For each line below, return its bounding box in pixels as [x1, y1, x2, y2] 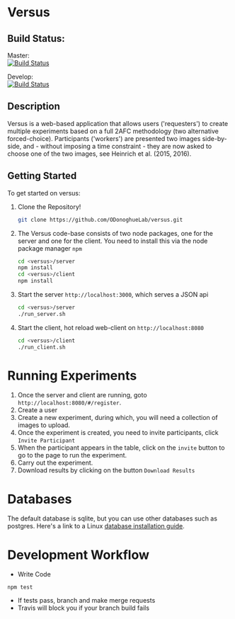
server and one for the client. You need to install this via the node [17, 237, 208, 245]
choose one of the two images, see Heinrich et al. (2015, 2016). [7, 149, 192, 158]
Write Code [17, 570, 51, 579]
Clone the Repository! [17, 203, 81, 211]
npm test [7, 584, 33, 591]
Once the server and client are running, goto [17, 391, 147, 399]
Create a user [17, 406, 58, 414]
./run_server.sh [17, 310, 66, 317]
